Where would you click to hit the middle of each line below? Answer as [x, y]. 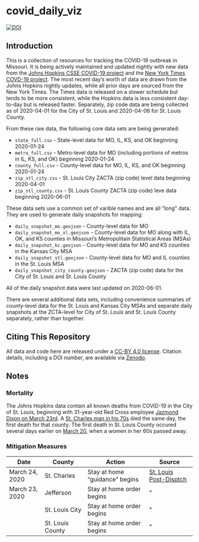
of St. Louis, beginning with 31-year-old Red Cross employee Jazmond [92, 412]
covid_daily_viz [44, 11]
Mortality [20, 393]
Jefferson [58, 492]
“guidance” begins [113, 479]
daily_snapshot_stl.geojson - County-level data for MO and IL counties [102, 257]
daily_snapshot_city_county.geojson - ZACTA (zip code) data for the [99, 270]
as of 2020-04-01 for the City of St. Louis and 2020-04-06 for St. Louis [94, 110]
